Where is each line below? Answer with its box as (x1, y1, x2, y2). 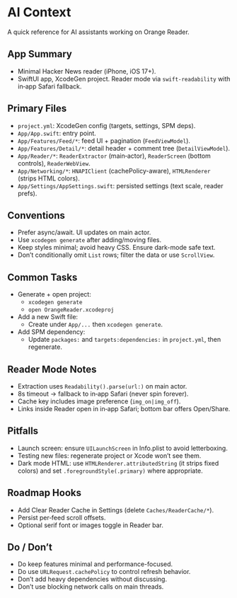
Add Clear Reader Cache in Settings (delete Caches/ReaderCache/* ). (17, 505, 214, 514)
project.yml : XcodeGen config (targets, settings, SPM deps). (17, 121, 196, 130)
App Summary (7, 48, 72, 60)
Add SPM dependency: (17, 328, 86, 336)
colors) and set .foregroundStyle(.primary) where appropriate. (17, 466, 203, 475)
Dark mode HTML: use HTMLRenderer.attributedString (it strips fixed (17, 459, 219, 467)
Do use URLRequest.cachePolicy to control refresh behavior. (17, 568, 191, 576)
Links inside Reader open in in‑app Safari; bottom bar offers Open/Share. (17, 405, 231, 413)
